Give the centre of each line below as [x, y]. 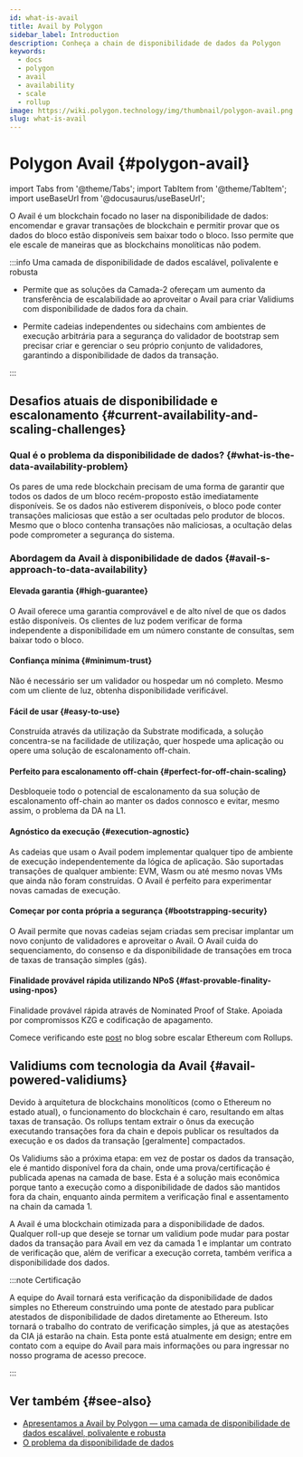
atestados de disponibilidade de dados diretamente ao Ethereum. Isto [139, 1317]
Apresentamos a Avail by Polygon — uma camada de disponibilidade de [156, 1423]
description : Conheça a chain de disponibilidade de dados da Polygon [145, 43]
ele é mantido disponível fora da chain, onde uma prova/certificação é [140, 1168]
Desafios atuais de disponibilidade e [114, 401]
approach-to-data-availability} [79, 569]
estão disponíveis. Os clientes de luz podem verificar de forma [126, 621]
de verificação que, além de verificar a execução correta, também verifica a [151, 1252]
